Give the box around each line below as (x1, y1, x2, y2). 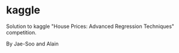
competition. (6, 29, 37, 36)
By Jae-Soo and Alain (6, 40, 59, 47)
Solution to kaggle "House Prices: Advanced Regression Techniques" (6, 23, 175, 30)
